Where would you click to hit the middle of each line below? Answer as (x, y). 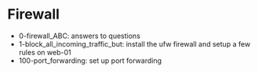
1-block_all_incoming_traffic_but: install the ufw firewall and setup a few (134, 43)
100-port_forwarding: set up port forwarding (90, 61)
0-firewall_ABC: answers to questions (79, 36)
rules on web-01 (45, 52)
